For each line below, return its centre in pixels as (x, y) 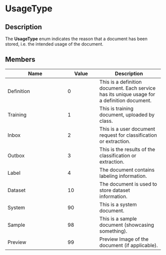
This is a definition (121, 82)
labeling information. (123, 176)
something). (113, 231)
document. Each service (127, 88)
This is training (117, 108)
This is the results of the (127, 149)
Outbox (16, 155)
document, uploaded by (127, 114)
